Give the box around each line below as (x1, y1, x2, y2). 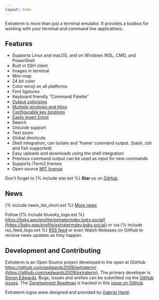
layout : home (5, 7, 32, 12)
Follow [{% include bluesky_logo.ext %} (5, 212, 85, 217)
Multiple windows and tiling (12, 104, 67, 110)
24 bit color (12, 78, 35, 84)
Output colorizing (12, 99, 47, 105)
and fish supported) (12, 145, 52, 151)
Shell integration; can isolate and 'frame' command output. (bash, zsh (12, 140, 152, 146)
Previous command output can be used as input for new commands (12, 156, 148, 162)
